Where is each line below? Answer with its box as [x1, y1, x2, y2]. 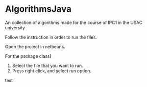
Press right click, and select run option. [12, 67, 92, 74]
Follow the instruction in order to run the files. [5, 34, 97, 40]
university [5, 24, 25, 30]
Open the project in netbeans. [5, 43, 65, 49]
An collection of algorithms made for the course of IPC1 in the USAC [5, 20, 143, 25]
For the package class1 [5, 53, 51, 59]
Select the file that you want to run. [12, 63, 83, 68]
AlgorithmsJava [5, 3, 72, 15]
